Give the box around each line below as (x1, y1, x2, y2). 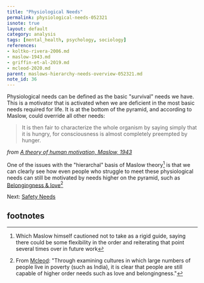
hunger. (21, 137, 41, 144)
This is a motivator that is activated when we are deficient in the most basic (7, 99, 195, 106)
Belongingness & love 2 (7, 180, 64, 189)
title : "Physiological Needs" (7, 8, 84, 15)
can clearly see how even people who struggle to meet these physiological (7, 168, 194, 175)
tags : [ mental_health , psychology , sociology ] (7, 37, 127, 43)
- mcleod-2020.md (7, 65, 51, 71)
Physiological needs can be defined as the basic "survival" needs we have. (7, 93, 194, 100)
